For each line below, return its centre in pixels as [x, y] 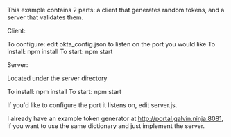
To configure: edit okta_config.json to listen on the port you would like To [111, 44]
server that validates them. [45, 17]
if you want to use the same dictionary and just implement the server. [106, 126]
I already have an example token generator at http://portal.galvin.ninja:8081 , [115, 118]
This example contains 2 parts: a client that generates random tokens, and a [116, 10]
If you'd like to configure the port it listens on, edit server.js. [92, 105]
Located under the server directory [57, 78]
